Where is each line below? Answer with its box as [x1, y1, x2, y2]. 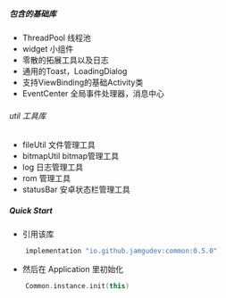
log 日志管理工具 [21, 161, 84, 173]
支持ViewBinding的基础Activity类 [21, 77, 144, 87]
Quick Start [9, 205, 54, 216]
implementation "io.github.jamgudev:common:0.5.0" [25, 246, 218, 256]
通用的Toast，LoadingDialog [21, 65, 128, 76]
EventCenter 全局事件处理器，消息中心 [21, 87, 165, 98]
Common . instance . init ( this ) [25, 282, 130, 291]
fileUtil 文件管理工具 [21, 139, 96, 151]
